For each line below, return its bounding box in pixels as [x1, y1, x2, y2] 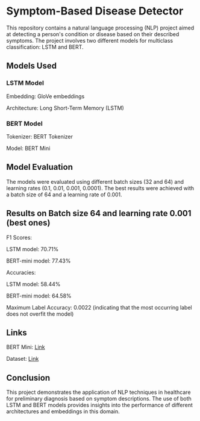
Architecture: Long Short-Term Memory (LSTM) [6, 104, 125, 111]
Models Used [6, 61, 57, 71]
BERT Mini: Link [6, 343, 45, 351]
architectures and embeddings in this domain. [6, 408, 120, 415]
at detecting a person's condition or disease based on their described [6, 30, 180, 37]
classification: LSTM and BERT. [6, 43, 84, 51]
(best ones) [6, 218, 51, 228]
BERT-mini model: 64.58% [6, 292, 72, 299]
